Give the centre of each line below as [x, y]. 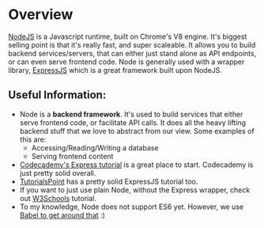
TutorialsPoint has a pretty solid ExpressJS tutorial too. [109, 181]
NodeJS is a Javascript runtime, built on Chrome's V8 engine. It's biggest [128, 36]
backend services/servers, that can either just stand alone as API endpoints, [132, 53]
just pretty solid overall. [58, 173]
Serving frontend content [72, 156]
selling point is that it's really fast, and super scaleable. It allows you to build [132, 44]
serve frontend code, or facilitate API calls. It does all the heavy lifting [133, 122]
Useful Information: [57, 95]
